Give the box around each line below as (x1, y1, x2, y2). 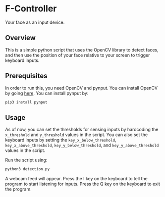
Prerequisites (5, 72, 48, 80)
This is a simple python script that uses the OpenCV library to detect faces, (5, 47, 159, 52)
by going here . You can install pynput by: (5, 90, 89, 96)
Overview (5, 34, 36, 42)
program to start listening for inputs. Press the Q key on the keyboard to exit (5, 181, 160, 187)
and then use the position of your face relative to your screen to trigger (5, 52, 150, 58)
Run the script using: (5, 157, 48, 163)
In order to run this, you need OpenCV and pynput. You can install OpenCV (5, 85, 158, 91)
